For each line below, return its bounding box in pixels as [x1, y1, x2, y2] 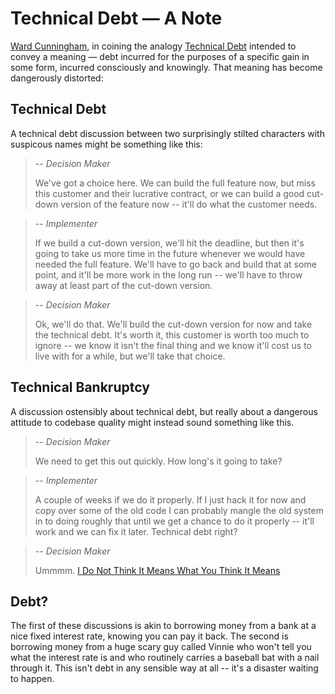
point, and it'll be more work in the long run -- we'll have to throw [34, 268, 303, 281]
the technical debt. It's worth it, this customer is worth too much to [34, 328, 310, 341]
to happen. [10, 673, 55, 685]
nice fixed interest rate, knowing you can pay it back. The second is [10, 630, 289, 642]
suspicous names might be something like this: [10, 138, 203, 150]
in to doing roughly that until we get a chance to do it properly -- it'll [34, 515, 315, 527]
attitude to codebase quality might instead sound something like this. [10, 416, 295, 428]
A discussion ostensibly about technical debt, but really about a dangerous [10, 405, 318, 417]
